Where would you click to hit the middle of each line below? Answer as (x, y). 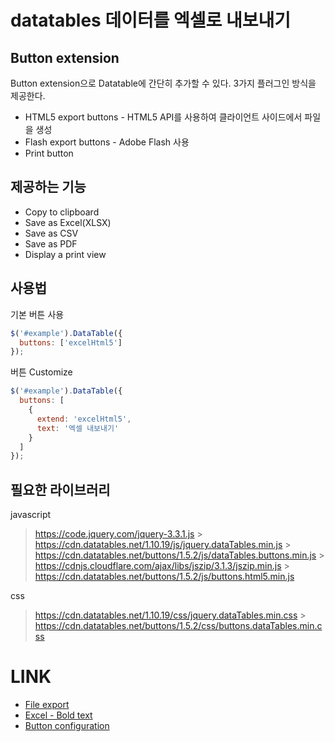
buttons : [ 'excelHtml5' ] (71, 342)
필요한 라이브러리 (60, 489)
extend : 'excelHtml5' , (84, 419)
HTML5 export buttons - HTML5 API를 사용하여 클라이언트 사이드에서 (163, 117)
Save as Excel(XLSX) (68, 222)
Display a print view (65, 254)
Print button (49, 153)
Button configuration (67, 725)
